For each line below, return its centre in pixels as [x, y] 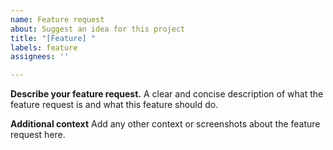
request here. [38, 135]
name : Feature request [57, 19]
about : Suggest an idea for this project [98, 29]
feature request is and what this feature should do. [114, 105]
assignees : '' [40, 57]
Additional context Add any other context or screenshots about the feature [165, 124]
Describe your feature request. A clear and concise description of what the [167, 94]
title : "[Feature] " [53, 38]
